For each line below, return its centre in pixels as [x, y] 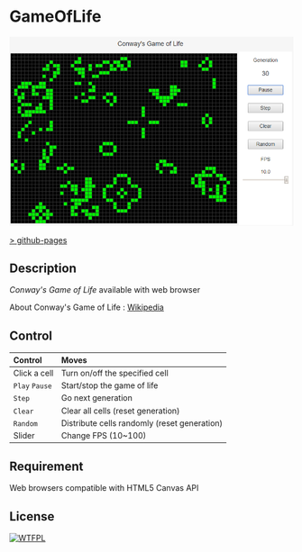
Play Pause [32, 386]
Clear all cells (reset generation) [121, 411]
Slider [24, 436]
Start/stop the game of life [110, 385]
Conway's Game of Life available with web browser [105, 290]
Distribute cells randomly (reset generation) [142, 423]
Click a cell [33, 373]
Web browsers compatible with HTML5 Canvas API [104, 488]
